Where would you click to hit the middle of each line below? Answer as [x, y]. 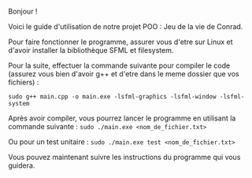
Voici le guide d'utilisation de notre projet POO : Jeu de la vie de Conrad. [126, 26]
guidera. [22, 165]
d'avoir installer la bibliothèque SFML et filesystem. [91, 50]
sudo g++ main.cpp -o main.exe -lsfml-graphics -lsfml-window [112, 97]
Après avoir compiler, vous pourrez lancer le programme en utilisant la [122, 118]
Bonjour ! [23, 11]
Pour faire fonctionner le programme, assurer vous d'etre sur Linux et [121, 42]
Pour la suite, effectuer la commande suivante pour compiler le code [119, 65]
